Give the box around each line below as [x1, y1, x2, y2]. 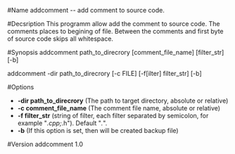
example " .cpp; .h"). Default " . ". [17, 119, 108, 127]
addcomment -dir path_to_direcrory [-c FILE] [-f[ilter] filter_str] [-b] [7, 70, 202, 77]
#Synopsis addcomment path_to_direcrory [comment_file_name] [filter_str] [7, 49, 224, 56]
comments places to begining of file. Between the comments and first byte [7, 27, 224, 35]
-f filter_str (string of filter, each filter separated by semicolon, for [17, 112, 209, 120]
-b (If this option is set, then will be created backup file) [17, 127, 179, 134]
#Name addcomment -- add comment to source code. [7, 6, 165, 14]
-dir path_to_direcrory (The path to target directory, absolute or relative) [17, 96, 229, 105]
